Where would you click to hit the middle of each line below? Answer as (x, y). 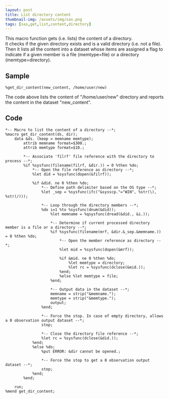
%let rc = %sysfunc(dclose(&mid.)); (107, 267)
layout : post (19, 10)
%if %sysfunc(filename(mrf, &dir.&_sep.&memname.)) (106, 232)
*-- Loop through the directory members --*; (90, 205)
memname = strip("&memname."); (83, 294)
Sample (17, 76)
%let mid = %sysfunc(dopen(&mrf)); (97, 249)
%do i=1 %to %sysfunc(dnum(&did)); (78, 210)
